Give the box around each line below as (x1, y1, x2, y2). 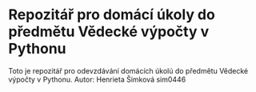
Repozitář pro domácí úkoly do (8, 6, 216, 24)
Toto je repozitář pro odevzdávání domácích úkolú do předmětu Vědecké (8, 66, 249, 75)
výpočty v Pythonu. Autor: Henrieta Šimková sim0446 (8, 74, 186, 84)
